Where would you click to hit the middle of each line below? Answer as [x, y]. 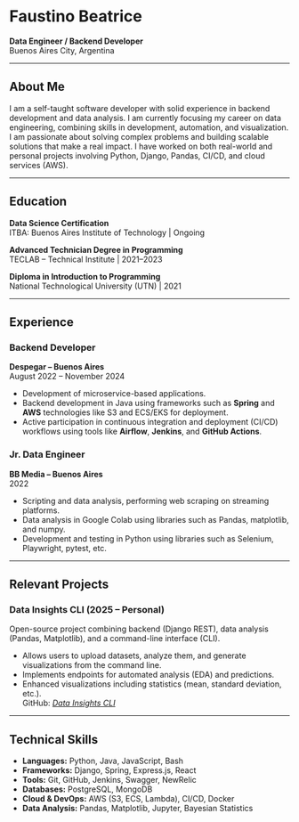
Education [38, 202]
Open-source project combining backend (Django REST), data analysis [139, 629]
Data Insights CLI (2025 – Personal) [87, 609]
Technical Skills [54, 740]
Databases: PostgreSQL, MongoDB [87, 789]
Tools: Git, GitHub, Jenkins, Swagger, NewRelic [109, 780]
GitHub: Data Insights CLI [69, 703]
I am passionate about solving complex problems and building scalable [139, 136]
